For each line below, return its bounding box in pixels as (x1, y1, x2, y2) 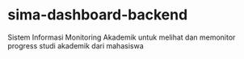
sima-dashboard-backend (7, 6, 188, 24)
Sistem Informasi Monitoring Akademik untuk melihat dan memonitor (7, 32, 236, 42)
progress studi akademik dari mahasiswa (7, 40, 144, 50)
